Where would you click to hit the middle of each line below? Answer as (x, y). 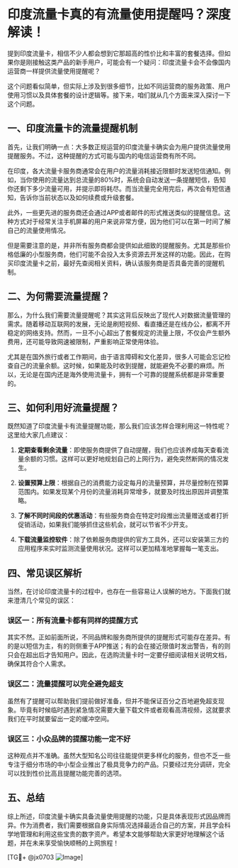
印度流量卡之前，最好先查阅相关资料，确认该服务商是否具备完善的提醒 (115, 263)
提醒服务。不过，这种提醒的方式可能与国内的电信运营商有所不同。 (103, 155)
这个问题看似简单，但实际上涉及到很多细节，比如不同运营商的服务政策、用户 (119, 86)
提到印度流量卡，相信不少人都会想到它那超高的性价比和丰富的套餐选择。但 (116, 53)
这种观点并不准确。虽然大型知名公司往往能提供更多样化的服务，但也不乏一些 (119, 756)
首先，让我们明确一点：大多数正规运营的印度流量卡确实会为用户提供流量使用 (119, 147)
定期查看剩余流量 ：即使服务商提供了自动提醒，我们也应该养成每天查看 (120, 450)
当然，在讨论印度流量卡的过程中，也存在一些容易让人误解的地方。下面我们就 (119, 592)
